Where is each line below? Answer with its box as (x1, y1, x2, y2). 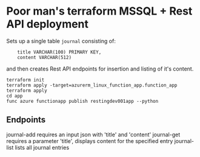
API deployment (6, 17, 89, 31)
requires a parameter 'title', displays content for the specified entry (6, 137, 173, 144)
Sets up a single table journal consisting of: (6, 37, 116, 44)
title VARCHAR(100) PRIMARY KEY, (17, 49, 102, 55)
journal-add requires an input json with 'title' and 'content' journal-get (6, 131, 181, 138)
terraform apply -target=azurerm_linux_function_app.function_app (6, 82, 178, 88)
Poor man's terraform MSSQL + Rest (6, 4, 193, 18)
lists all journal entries (15, 144, 70, 151)
